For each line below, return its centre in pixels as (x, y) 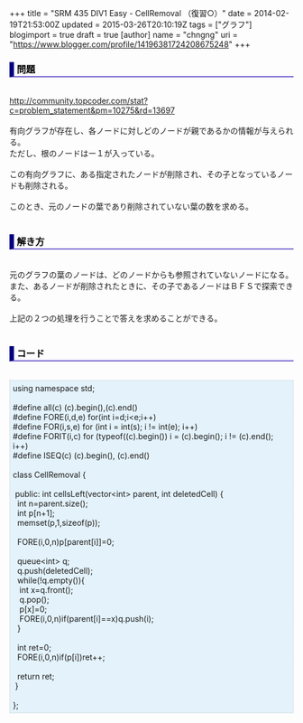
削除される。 (49, 186)
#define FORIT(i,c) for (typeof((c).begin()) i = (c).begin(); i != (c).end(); (143, 436)
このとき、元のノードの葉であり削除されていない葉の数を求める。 (132, 207)
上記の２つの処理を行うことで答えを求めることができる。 (116, 318)
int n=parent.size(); (52, 503)
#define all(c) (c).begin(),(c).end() (75, 407)
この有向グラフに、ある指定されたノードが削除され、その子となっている (143, 174)
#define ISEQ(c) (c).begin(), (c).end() (82, 455)
